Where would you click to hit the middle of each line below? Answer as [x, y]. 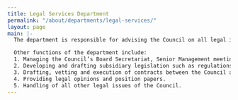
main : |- [20, 33]
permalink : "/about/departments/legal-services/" [82, 20]
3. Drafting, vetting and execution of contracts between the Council [120, 72]
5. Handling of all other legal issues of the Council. [98, 85]
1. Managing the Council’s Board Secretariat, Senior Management [112, 60]
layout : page [27, 27]
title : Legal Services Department [58, 14]
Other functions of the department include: [80, 53]
